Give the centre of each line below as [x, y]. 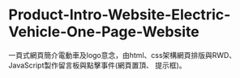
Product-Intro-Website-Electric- [120, 15]
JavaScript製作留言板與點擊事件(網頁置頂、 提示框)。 [97, 65]
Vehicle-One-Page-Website [104, 32]
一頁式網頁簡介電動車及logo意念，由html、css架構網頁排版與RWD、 [122, 55]
